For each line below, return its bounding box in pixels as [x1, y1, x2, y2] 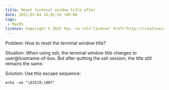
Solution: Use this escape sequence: [5, 70, 81, 76]
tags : [5, 17, 17, 22]
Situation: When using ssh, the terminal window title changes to [5, 50, 137, 56]
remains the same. [5, 61, 44, 67]
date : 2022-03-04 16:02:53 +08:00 [5, 12, 78, 17]
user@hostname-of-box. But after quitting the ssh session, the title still [5, 55, 152, 61]
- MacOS [7, 21, 24, 27]
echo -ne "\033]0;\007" [5, 80, 55, 85]
